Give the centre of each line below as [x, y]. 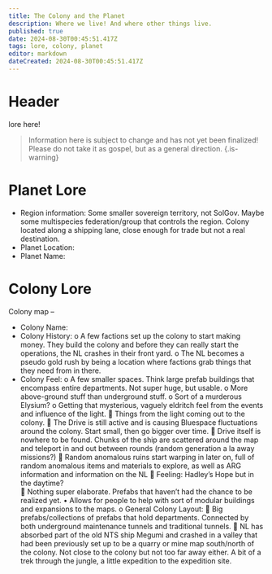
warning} [43, 157]
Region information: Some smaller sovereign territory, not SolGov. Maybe [142, 213]
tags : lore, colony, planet [56, 46]
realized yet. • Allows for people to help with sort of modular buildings [137, 500]
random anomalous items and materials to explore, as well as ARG [131, 466]
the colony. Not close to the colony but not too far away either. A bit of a [140, 552]
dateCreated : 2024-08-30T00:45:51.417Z [76, 62]
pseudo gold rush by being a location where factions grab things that [136, 361]
